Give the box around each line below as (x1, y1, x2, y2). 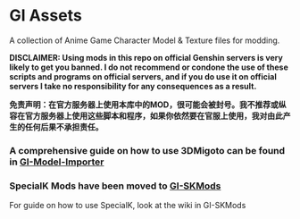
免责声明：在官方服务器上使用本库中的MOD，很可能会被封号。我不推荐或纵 (9, 99, 287, 110)
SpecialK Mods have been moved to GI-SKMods (9, 180, 221, 192)
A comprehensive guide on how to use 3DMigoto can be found (9, 144, 286, 156)
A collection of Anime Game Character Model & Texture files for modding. (9, 35, 280, 46)
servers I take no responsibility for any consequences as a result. (9, 80, 257, 91)
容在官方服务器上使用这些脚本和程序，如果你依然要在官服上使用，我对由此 (9, 110, 283, 121)
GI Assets (9, 5, 82, 26)
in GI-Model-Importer (9, 156, 104, 168)
